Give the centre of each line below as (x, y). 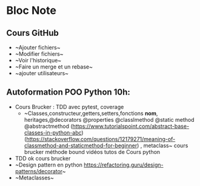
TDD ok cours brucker (43, 158)
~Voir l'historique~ (38, 60)
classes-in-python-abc (53, 132)
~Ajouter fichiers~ (38, 47)
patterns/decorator (38, 171)
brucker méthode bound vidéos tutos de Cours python (92, 151)
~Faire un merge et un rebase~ (54, 67)
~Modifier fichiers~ (39, 54)
